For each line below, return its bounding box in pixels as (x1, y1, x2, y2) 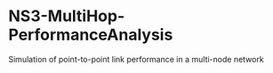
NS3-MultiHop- (8, 6, 125, 26)
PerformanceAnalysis (8, 25, 173, 45)
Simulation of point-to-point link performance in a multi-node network (8, 54, 264, 64)
